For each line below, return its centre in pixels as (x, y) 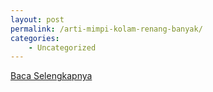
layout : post (37, 19)
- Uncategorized (62, 47)
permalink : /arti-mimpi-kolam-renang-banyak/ (106, 29)
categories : (35, 38)
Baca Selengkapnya (51, 76)
